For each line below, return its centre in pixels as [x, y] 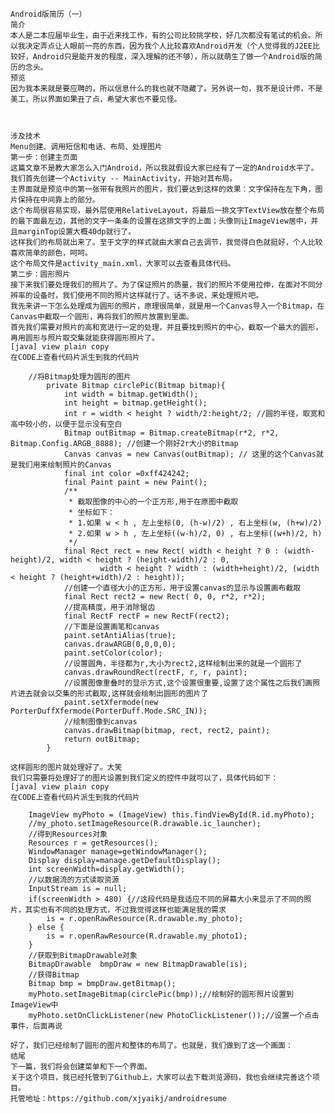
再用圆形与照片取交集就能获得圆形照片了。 [85, 338]
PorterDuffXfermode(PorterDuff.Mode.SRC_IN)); [109, 711]
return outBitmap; [102, 739]
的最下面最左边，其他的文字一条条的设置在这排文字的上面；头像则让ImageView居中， [161, 221]
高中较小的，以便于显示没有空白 [66, 424]
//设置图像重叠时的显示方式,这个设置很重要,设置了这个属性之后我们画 [188, 683]
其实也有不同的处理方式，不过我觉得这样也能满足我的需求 [125, 910]
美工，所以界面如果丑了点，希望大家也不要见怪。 [96, 99]
